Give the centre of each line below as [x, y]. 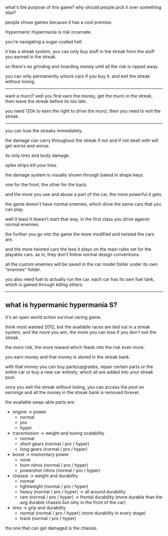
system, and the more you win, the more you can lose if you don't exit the [81, 332]
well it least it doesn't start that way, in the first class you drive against [77, 219]
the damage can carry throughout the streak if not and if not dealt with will [82, 140]
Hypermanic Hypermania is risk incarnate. [48, 32]
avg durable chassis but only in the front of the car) [73, 502]
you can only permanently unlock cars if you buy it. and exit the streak [77, 76]
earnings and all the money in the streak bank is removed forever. [72, 392]
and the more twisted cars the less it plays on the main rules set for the [78, 249]
